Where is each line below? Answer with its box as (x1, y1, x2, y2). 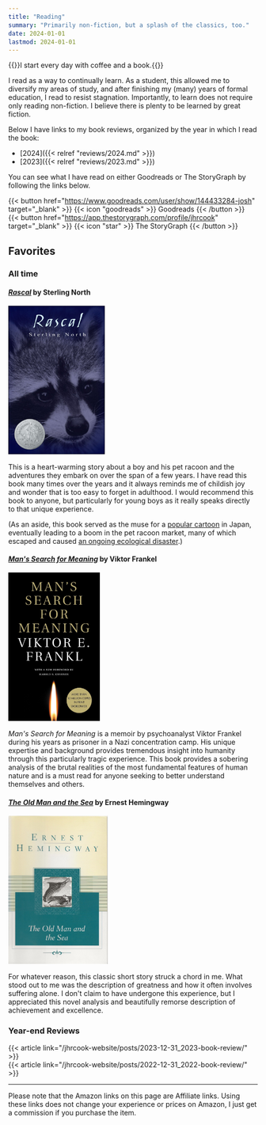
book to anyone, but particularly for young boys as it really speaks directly (8, 496, 251, 505)
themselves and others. (8, 779, 85, 789)
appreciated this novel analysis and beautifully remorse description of (8, 998, 236, 1007)
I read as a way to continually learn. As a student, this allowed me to (8, 76, 230, 86)
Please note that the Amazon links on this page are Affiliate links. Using (8, 1091, 241, 1100)
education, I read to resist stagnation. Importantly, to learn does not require (8, 93, 253, 102)
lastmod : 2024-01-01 (8, 38, 77, 46)
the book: (8, 133, 40, 143)
